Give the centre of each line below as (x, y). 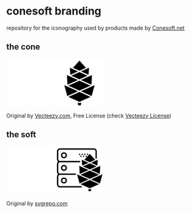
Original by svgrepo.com (37, 203)
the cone (23, 47)
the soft (21, 135)
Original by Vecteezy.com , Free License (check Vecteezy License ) (89, 116)
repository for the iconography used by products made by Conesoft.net (95, 28)
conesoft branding (54, 11)
